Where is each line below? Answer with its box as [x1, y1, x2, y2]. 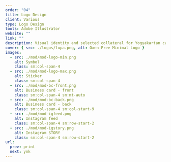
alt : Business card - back [14, 102, 72, 107]
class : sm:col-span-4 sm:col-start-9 [14, 107, 95, 112]
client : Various [5, 17, 40, 22]
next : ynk [10, 149, 31, 154]
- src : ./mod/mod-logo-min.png [10, 54, 76, 60]
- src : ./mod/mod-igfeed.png [10, 111, 72, 117]
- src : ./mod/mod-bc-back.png [10, 97, 74, 102]
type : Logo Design [5, 21, 44, 27]
